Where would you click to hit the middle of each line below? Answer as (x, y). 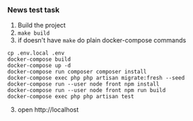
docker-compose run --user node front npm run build (87, 91)
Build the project (41, 25)
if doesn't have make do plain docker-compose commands (102, 40)
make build (34, 33)
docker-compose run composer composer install (77, 72)
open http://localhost (48, 110)
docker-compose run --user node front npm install (83, 84)
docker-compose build (39, 59)
